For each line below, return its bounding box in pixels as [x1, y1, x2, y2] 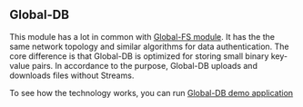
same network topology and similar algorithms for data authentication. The [9, 41, 289, 52]
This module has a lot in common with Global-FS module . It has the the [9, 31, 276, 42]
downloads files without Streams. [9, 70, 135, 81]
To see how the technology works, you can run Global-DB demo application [9, 87, 294, 98]
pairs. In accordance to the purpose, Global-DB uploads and [31, 60, 258, 71]
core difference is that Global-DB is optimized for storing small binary [9, 50, 269, 62]
